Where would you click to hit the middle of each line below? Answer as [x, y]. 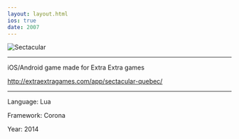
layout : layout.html [38, 14]
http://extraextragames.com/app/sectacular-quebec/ [85, 82]
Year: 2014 [23, 129]
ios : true [22, 21]
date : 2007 [23, 27]
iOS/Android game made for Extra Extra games [76, 67]
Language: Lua [29, 102]
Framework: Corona [37, 116]
